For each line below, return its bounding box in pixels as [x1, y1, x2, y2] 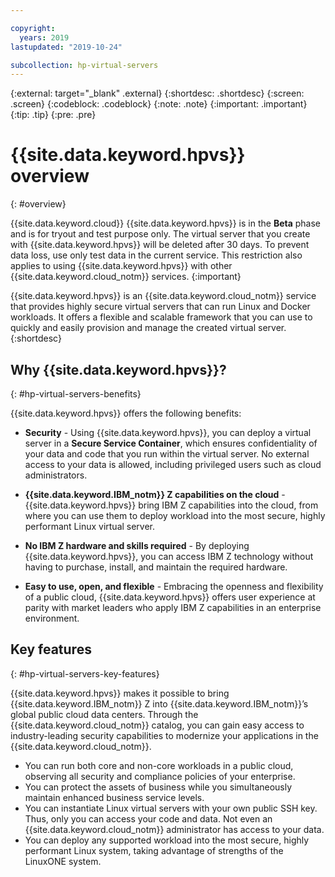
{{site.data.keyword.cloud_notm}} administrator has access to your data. [24, 823, 325, 835]
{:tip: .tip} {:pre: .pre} [10, 109, 97, 121]
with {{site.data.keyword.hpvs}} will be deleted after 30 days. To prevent [10, 239, 310, 251]
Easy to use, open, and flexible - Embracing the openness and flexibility [24, 581, 324, 592]
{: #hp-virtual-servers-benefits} [10, 388, 142, 400]
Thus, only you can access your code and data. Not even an [24, 812, 273, 825]
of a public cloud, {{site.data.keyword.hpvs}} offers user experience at [24, 591, 316, 603]
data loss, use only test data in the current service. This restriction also [10, 249, 303, 261]
